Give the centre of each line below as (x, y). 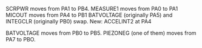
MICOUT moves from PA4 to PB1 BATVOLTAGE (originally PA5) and (89, 15)
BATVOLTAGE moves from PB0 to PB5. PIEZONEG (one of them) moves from (101, 33)
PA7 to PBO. (21, 39)
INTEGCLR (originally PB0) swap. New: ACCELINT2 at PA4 (79, 21)
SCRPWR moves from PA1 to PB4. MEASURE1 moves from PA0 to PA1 (92, 9)
